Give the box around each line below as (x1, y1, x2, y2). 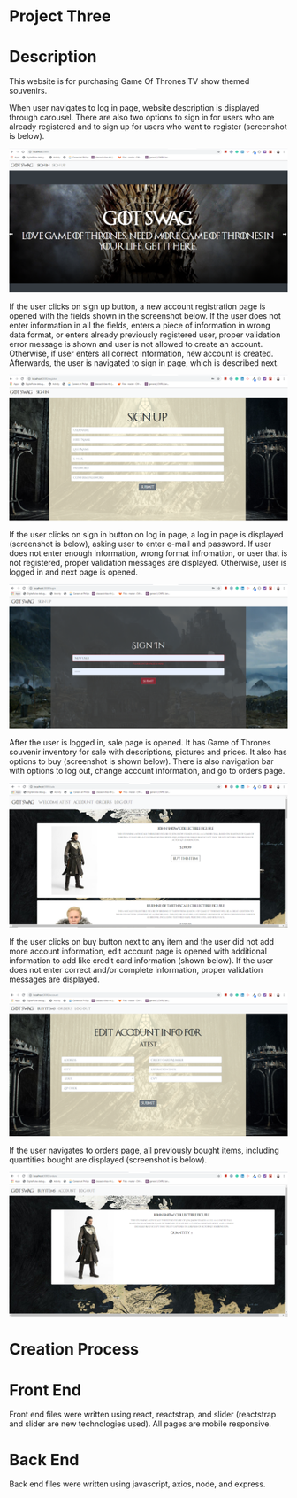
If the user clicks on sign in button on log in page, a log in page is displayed (9, 529, 284, 539)
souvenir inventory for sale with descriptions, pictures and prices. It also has (9, 746, 287, 757)
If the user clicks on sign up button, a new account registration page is (9, 301, 266, 312)
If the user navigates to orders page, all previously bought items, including (9, 1145, 280, 1155)
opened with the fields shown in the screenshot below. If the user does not (9, 311, 281, 321)
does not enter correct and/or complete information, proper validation (9, 965, 263, 976)
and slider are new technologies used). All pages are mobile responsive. (9, 1418, 272, 1429)
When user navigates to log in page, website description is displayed (9, 103, 260, 113)
